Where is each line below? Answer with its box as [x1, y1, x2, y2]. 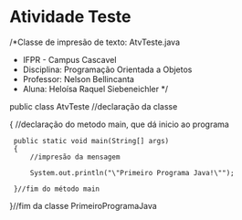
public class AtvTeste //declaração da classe [9, 100, 178, 111]
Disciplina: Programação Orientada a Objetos [22, 64, 193, 75]
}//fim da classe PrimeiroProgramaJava [9, 200, 157, 211]
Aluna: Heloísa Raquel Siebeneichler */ [22, 83, 169, 94]
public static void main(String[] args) [13, 136, 170, 145]
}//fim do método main [13, 184, 100, 194]
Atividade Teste [9, 6, 132, 27]
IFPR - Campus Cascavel [22, 54, 117, 65]
